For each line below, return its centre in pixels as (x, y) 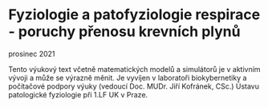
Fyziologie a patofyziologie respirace (134, 15)
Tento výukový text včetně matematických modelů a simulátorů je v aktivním (134, 69)
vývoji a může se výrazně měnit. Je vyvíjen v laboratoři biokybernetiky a (128, 77)
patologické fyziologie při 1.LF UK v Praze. (78, 94)
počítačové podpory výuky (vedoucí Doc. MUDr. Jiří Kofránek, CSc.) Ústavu (134, 86)
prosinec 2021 (32, 53)
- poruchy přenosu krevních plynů (124, 32)
